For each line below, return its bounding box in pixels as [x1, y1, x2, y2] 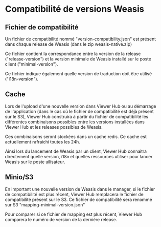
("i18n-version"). [5, 76, 39, 82]
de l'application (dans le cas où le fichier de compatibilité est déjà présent [5, 108, 154, 114]
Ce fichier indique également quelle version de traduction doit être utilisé [5, 71, 152, 77]
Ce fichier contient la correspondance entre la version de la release [5, 51, 141, 57]
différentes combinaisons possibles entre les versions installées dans [5, 119, 145, 125]
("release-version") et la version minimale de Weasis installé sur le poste [5, 56, 152, 62]
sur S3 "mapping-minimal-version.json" [5, 201, 85, 207]
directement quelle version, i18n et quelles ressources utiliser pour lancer [5, 153, 153, 159]
